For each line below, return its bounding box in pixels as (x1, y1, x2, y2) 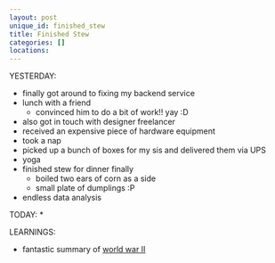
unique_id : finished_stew (9, 21, 105, 30)
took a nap (21, 136, 62, 146)
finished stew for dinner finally (21, 164, 134, 175)
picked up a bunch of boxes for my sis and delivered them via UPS (21, 144, 267, 156)
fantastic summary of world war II (21, 244, 146, 255)
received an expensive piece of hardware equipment (21, 126, 216, 136)
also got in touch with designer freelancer (21, 117, 176, 127)
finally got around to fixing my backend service (21, 88, 196, 99)
